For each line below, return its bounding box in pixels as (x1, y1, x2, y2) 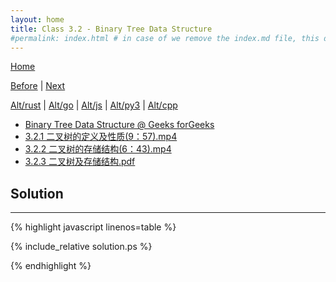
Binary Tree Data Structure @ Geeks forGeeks (24, 119, 215, 131)
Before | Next (10, 80, 66, 92)
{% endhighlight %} (10, 260, 92, 272)
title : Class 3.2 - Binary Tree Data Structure (10, 24, 213, 34)
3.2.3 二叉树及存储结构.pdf (24, 156, 136, 168)
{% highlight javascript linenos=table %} (10, 221, 177, 233)
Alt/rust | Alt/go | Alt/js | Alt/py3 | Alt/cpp (10, 99, 178, 111)
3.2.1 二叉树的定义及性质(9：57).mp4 (24, 131, 178, 143)
